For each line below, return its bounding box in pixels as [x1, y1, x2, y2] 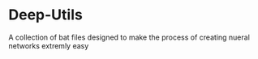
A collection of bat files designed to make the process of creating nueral [8, 32, 250, 42]
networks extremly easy [8, 40, 89, 50]
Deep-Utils [8, 6, 83, 24]
